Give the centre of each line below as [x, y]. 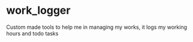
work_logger [38, 10]
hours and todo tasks [32, 33]
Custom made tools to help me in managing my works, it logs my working [97, 27]
